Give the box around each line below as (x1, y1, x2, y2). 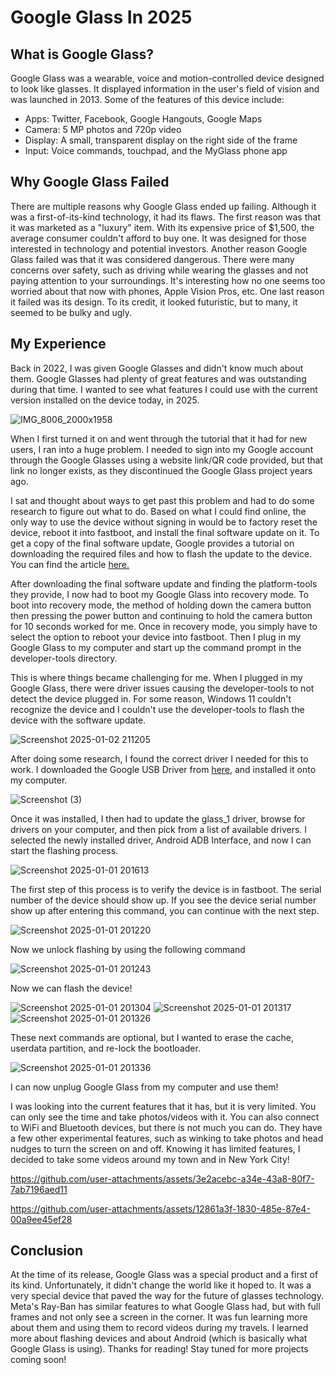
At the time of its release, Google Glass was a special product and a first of (10, 1269, 319, 1281)
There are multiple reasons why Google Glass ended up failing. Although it (10, 200, 317, 212)
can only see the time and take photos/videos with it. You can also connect (10, 1111, 320, 1123)
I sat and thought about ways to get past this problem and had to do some (10, 494, 315, 506)
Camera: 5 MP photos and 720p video (24, 124, 182, 135)
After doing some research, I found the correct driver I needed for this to (10, 752, 309, 765)
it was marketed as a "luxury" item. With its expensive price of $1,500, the (10, 221, 315, 233)
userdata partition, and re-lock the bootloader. (10, 1042, 201, 1054)
